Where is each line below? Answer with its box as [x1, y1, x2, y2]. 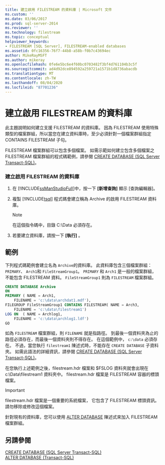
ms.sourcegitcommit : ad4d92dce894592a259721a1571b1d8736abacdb [5, 67, 137, 72]
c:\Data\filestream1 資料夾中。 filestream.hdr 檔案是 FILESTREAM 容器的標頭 [5, 372, 160, 378]
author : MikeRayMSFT [5, 53, 48, 58]
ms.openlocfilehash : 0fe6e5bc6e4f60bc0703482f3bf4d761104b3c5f [5, 62, 137, 67]
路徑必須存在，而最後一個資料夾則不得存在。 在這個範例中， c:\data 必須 [5, 336, 153, 342]
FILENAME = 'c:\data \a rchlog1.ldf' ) [14, 316, 89, 321]
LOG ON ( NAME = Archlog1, [5, 312, 63, 317]
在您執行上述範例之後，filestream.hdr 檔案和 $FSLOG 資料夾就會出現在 [5, 365, 149, 371]
